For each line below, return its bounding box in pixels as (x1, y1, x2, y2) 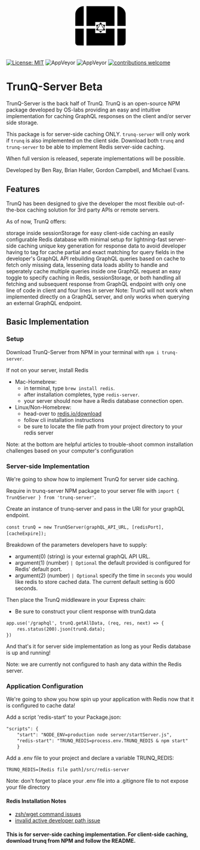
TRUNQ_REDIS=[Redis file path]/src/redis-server (6, 767, 130, 773)
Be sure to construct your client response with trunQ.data (14, 608, 156, 615)
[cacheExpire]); (6, 531, 47, 536)
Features (6, 184, 40, 194)
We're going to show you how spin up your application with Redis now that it (6, 695, 194, 703)
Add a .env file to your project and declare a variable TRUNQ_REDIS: (6, 755, 174, 762)
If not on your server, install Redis (6, 366, 88, 373)
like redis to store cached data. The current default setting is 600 (14, 578, 175, 585)
